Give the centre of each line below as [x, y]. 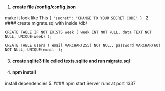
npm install [24, 72]
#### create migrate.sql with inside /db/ [46, 23]
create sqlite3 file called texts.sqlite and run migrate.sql [71, 61]
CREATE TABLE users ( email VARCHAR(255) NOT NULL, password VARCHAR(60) [83, 45]
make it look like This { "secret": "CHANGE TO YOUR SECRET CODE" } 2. [77, 18]
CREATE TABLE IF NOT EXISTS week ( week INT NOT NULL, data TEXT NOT [79, 32]
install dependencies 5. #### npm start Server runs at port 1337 [71, 83]
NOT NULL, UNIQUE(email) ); [34, 50]
